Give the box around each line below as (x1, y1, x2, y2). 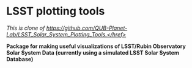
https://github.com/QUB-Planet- (46, 24, 128, 32)
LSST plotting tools (6, 4, 105, 18)
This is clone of (6, 24, 45, 32)
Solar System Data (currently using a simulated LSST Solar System (6, 49, 179, 56)
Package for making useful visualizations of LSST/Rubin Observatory (6, 42, 186, 50)
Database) (6, 55, 34, 63)
